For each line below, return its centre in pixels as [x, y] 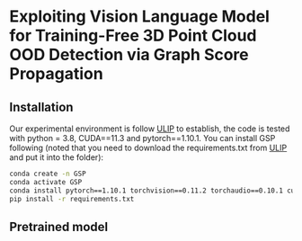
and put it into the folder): [57, 157]
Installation [41, 107]
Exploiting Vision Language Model [139, 17]
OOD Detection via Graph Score [129, 55]
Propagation [56, 74]
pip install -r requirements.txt [72, 199]
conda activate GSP [46, 182]
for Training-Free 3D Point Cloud [133, 36]
